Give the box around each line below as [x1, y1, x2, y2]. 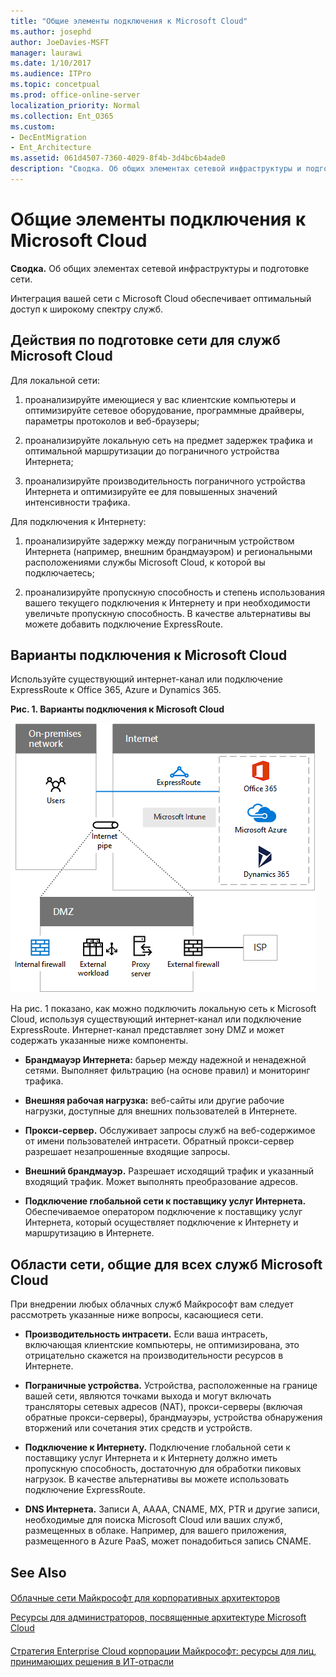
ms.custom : [10, 121, 56, 132]
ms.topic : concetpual [10, 80, 101, 90]
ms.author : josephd [10, 26, 92, 37]
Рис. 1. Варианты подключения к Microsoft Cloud [10, 703, 225, 715]
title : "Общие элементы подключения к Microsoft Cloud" [10, 16, 248, 26]
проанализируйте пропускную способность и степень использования [24, 586, 326, 598]
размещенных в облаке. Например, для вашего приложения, [24, 1525, 287, 1537]
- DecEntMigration [10, 132, 87, 142]
